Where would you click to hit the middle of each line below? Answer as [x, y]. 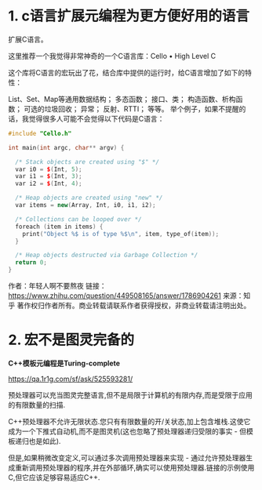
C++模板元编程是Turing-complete [64, 363]
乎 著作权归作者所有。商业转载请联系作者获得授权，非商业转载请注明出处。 [129, 306]
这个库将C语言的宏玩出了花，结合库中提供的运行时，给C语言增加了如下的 [127, 72]
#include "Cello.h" [40, 133]
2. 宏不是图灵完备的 [71, 340]
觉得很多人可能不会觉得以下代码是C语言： [96, 118]
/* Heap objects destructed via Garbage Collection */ [107, 256]
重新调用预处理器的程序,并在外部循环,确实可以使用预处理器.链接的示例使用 [135, 468]
